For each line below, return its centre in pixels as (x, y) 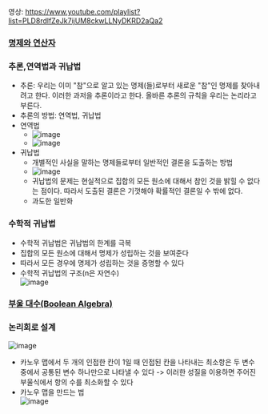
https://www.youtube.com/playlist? (83, 12)
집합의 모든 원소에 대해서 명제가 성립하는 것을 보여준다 (104, 253)
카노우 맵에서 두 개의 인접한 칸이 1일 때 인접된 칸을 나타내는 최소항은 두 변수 (137, 362)
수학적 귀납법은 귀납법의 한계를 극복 (76, 243)
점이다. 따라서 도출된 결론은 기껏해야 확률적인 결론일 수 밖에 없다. (142, 191)
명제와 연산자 (32, 42)
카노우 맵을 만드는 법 (52, 392)
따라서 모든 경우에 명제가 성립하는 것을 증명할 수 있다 (102, 263)
